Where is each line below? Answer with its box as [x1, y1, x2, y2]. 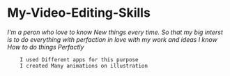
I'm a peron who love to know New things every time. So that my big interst [7, 28, 223, 36]
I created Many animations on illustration [20, 62, 148, 69]
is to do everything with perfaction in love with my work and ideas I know [7, 35, 217, 43]
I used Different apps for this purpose [20, 56, 139, 63]
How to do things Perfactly [7, 43, 84, 51]
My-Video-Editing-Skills [7, 5, 151, 21]
